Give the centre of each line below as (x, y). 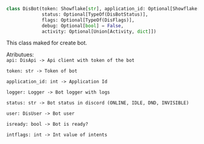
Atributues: (20, 55)
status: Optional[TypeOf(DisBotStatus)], (95, 14)
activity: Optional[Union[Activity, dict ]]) (99, 31)
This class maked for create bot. (47, 43)
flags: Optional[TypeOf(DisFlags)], (88, 20)
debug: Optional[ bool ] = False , (83, 26)
